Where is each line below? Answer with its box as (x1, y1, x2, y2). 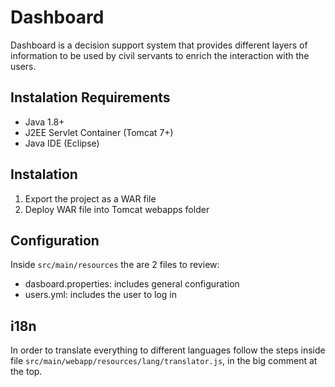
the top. (10, 366, 43, 378)
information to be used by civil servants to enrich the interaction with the (10, 49, 310, 61)
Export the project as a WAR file (24, 192, 157, 205)
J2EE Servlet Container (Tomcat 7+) (24, 126, 174, 138)
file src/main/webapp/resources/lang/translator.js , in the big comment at (10, 355, 318, 367)
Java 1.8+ (24, 116, 65, 128)
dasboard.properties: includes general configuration (24, 278, 240, 290)
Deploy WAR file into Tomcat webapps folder (24, 203, 210, 215)
